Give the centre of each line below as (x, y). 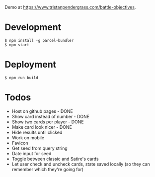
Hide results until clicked (37, 132)
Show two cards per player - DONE (48, 122)
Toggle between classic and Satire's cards (55, 159)
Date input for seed (32, 153)
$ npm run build (21, 78)
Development (33, 27)
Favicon (20, 143)
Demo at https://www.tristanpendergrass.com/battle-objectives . (70, 7)
